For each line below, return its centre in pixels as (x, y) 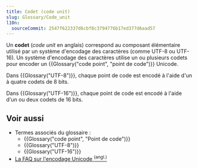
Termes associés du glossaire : (53, 133)
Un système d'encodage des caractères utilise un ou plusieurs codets (102, 58)
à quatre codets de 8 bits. (38, 82)
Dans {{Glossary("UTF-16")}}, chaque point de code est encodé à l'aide (94, 93)
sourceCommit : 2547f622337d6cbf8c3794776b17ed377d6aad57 (84, 28)
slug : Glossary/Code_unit (38, 17)
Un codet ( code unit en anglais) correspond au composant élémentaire (93, 45)
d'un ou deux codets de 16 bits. (45, 100)
